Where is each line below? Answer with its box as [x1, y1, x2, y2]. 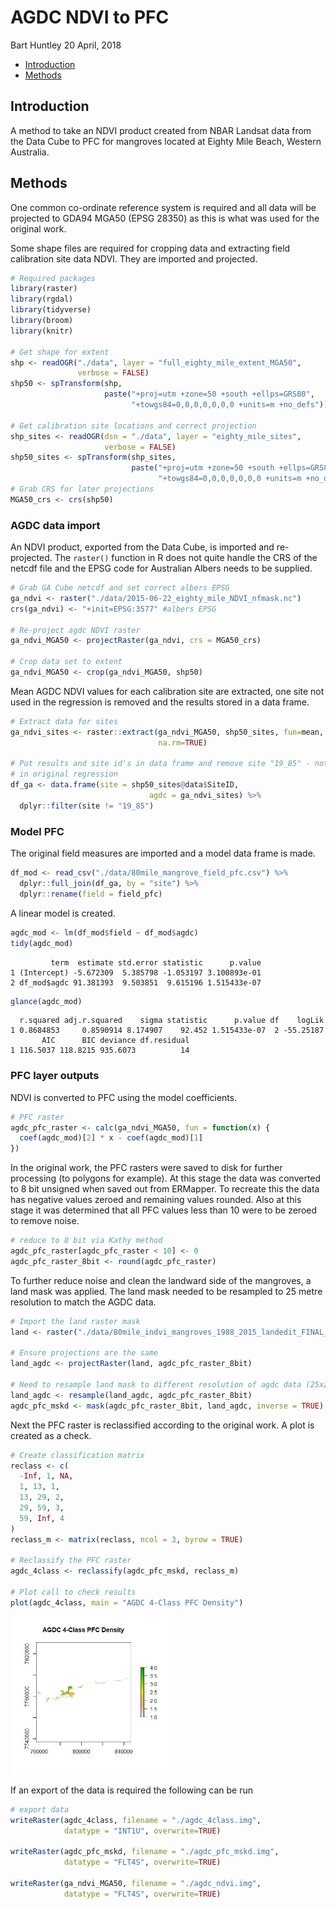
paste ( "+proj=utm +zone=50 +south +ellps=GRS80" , [104, 389, 315, 400]
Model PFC [10, 824, 65, 838]
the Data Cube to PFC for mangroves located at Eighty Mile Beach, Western [10, 135, 322, 147]
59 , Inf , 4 [19, 1513, 65, 1523]
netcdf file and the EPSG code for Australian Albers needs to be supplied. [10, 562, 313, 575]
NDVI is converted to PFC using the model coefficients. [10, 1091, 238, 1103]
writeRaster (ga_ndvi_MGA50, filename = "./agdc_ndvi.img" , [10, 1878, 262, 1888]
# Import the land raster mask [10, 1316, 141, 1326]
